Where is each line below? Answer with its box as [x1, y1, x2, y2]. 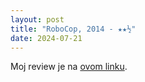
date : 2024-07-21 [10, 33, 83, 43]
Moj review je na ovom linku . [10, 61, 128, 73]
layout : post [10, 14, 65, 25]
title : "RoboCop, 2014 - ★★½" [10, 24, 137, 34]
